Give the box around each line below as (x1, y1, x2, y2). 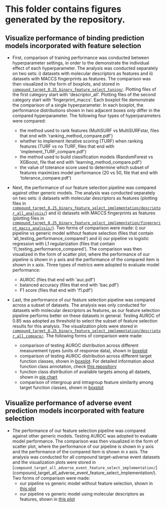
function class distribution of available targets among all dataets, (19, 369, 152, 375)
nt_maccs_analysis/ (12, 226, 53, 231)
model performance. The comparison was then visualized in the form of (12, 438, 159, 444)
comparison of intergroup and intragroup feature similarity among (19, 380, 154, 385)
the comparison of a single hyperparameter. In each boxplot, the (12, 102, 144, 108)
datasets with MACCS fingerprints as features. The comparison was (12, 76, 151, 81)
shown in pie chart (19, 374, 58, 380)
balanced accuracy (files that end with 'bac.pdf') (19, 282, 119, 288)
